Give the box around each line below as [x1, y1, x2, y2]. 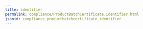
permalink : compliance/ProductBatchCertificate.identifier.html [5, 12, 139, 17]
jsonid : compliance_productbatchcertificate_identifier [5, 16, 121, 21]
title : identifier [5, 7, 43, 12]
